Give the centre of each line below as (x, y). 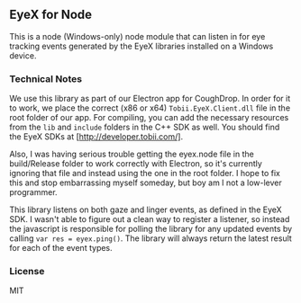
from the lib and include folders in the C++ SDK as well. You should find (145, 127)
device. (23, 55)
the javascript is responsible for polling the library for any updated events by (151, 229)
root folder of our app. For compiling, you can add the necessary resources (149, 118)
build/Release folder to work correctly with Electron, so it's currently (136, 164)
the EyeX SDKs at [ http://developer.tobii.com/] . (96, 137)
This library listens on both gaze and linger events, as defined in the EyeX (146, 209)
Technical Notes (46, 78)
